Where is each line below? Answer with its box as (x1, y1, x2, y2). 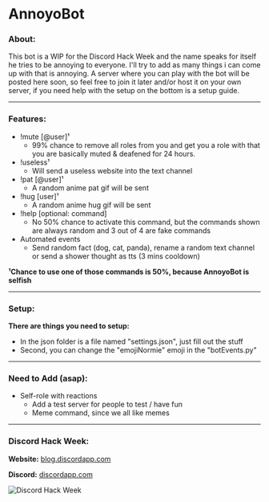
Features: (8, 113, 46, 124)
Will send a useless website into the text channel (31, 165, 193, 175)
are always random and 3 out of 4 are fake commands (31, 226, 211, 235)
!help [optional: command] (19, 208, 107, 218)
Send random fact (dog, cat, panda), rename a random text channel (31, 243, 255, 252)
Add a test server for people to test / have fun (31, 399, 183, 410)
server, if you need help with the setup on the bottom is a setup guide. (8, 86, 240, 96)
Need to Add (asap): (8, 373, 88, 384)
